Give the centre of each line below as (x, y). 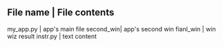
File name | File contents (61, 13)
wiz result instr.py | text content (52, 36)
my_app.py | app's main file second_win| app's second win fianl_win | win (111, 29)
